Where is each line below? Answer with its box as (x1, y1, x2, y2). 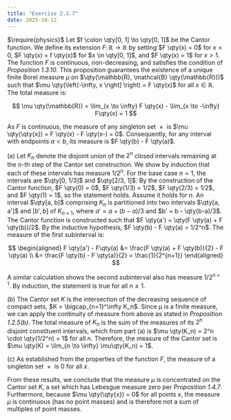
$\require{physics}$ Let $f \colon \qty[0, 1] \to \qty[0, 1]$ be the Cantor (7, 35, 210, 43)
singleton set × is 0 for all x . (7, 362, 90, 370)
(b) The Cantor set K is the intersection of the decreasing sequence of (7, 295, 207, 303)
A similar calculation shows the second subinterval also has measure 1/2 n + (7, 272, 221, 281)
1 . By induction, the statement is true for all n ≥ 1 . (7, 280, 146, 290)
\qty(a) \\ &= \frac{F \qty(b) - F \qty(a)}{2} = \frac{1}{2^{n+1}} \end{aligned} (8, 251, 224, 260)
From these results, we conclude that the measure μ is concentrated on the (7, 375, 221, 384)
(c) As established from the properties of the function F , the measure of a (7, 355, 216, 363)
